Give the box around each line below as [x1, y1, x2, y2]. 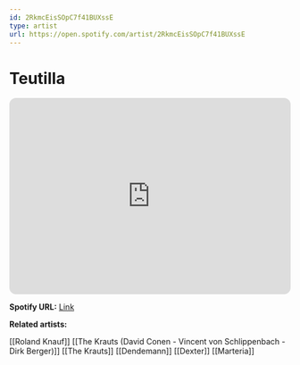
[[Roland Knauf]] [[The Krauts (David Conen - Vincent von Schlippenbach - [9, 336, 286, 347]
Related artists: [9, 319, 68, 330]
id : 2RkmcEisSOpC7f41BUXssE [9, 12, 114, 22]
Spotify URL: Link [9, 302, 75, 312]
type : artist [9, 21, 58, 30]
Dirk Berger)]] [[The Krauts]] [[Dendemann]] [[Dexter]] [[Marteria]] [9, 345, 254, 357]
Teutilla [9, 68, 65, 88]
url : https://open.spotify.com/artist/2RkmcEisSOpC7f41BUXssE [9, 29, 246, 38]
